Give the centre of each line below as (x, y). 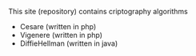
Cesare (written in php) (58, 26)
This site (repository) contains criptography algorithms (98, 11)
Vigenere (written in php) (61, 35)
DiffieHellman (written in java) (69, 43)
